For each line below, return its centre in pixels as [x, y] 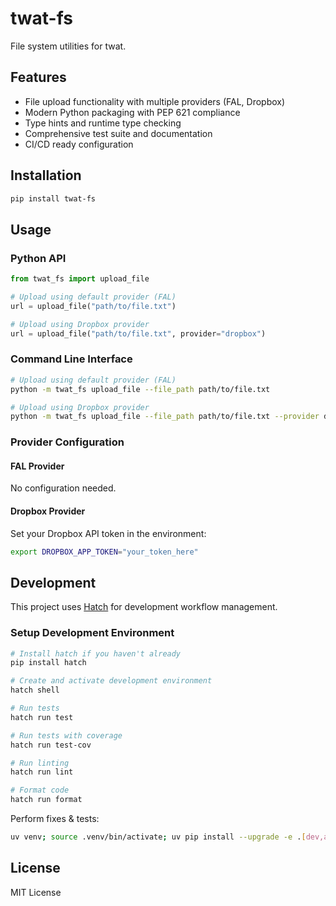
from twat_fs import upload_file [80, 279]
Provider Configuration [67, 442]
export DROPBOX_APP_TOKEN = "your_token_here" [104, 552]
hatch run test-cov [51, 745]
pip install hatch [48, 663]
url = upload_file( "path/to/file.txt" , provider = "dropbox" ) [138, 333]
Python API [38, 258]
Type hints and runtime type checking [103, 123]
